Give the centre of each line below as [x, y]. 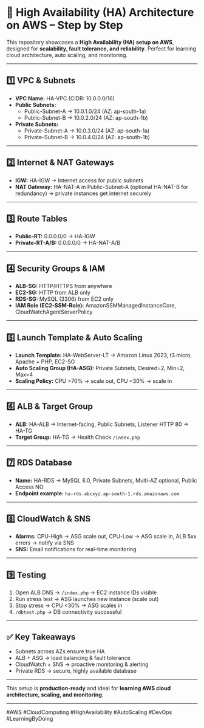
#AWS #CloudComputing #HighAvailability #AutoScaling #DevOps [89, 712]
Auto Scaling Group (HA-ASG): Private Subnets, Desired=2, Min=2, [100, 368]
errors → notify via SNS [44, 543]
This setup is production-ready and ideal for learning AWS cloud [89, 689]
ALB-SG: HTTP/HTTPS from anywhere [63, 286]
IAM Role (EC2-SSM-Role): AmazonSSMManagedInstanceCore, [96, 306]
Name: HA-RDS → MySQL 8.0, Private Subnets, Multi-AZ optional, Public [106, 480]
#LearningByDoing [30, 719]
